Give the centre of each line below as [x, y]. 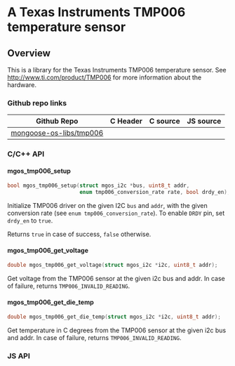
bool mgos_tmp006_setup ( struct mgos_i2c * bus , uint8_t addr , [99, 186]
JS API [19, 356]
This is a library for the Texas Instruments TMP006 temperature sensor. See [117, 70]
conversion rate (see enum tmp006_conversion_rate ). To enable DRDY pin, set [116, 213]
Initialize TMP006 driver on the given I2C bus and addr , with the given [108, 206]
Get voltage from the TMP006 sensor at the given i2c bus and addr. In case [116, 279]
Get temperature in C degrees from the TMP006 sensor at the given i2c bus [117, 330]
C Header [126, 122]
